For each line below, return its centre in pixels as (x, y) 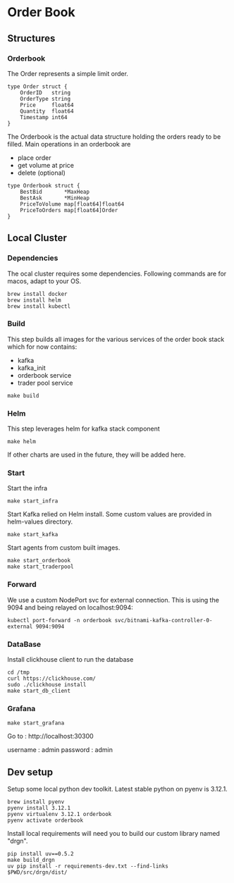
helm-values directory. (40, 521)
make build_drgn (31, 860)
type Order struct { (38, 86)
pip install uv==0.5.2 (41, 854)
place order (34, 158)
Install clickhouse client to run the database (70, 660)
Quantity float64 (47, 111)
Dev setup (30, 772)
